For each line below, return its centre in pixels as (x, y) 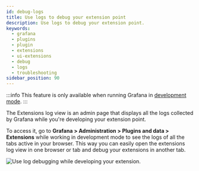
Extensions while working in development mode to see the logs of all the (96, 137)
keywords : (18, 28)
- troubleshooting (34, 73)
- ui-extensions (31, 56)
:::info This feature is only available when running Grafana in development (96, 95)
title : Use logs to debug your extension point (66, 17)
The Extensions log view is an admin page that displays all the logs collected (100, 113)
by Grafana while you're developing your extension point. (76, 119)
